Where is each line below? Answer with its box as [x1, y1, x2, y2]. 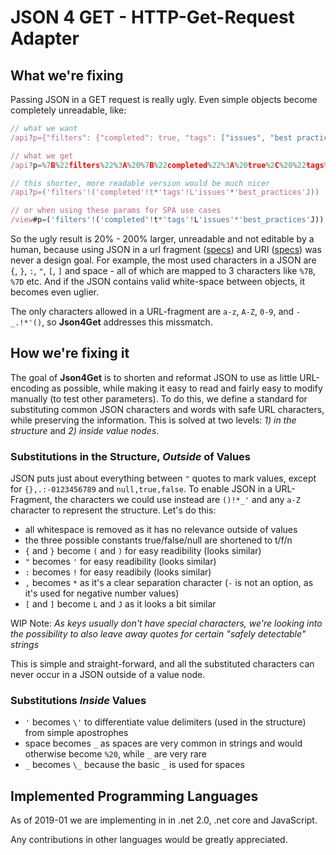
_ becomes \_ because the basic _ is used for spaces [24, 759, 245, 771]
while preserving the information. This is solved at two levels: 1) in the [10, 414, 297, 426]
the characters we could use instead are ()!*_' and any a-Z [54, 494, 301, 506]
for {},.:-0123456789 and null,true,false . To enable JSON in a [10, 483, 273, 495]
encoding [10, 382, 50, 394]
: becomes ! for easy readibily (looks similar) [24, 566, 212, 578]
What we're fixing [10, 67, 124, 84]
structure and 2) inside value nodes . [10, 424, 160, 436]
